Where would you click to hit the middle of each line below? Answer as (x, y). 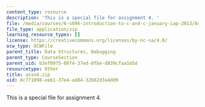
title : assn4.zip (28, 75)
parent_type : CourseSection (42, 57)
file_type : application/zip (42, 29)
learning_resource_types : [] (43, 35)
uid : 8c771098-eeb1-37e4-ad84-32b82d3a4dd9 (63, 80)
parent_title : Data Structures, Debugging (61, 52)
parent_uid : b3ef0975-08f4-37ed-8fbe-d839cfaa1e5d (72, 63)
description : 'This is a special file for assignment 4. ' (83, 18)
